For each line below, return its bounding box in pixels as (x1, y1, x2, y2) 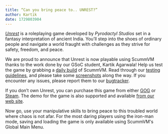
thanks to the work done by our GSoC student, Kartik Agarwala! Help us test (5, 61, 163, 68)
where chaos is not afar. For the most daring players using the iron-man (5, 113, 154, 119)
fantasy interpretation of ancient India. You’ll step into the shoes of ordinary (5, 36, 162, 42)
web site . (5, 98, 24, 104)
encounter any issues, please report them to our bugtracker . (5, 78, 130, 84)
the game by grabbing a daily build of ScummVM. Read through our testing (5, 67, 160, 73)
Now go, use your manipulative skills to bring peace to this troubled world (5, 108, 158, 114)
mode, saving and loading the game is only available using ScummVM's (5, 119, 153, 125)
